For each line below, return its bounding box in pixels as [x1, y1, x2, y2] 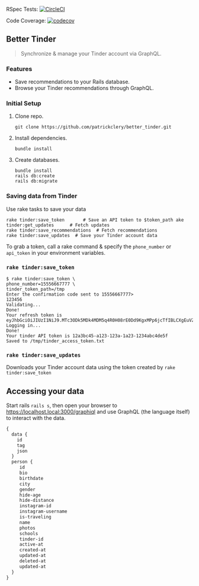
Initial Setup [6, 100, 41, 108]
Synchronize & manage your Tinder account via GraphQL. [20, 50, 162, 57]
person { [11, 459, 33, 465]
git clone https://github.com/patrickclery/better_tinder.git [14, 124, 172, 130]
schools [19, 530, 38, 536]
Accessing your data [6, 386, 85, 396]
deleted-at [19, 558, 46, 564]
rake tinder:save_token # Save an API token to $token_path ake [6, 217, 184, 223]
